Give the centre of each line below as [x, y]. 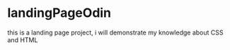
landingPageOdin [59, 13]
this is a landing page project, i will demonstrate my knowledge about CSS [115, 32]
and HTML [23, 39]
